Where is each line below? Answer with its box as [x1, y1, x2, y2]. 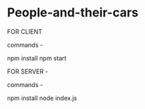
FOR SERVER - [7, 67, 49, 75]
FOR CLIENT [7, 27, 42, 36]
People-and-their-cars [7, 5, 139, 21]
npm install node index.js [7, 94, 77, 102]
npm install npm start [7, 53, 67, 62]
